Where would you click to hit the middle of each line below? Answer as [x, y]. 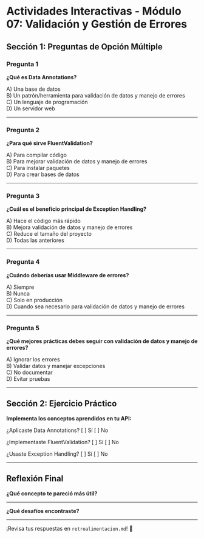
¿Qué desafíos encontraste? [43, 511]
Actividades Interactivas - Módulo [94, 11]
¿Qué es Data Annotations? [42, 77]
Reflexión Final [35, 479]
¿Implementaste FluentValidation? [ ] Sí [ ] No [63, 442]
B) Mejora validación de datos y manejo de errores [70, 227]
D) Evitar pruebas [28, 379]
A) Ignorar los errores [33, 359]
